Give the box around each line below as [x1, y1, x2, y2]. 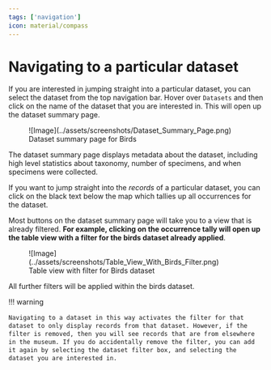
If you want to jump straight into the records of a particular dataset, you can [8, 183, 260, 193]
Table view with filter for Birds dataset [28, 266, 155, 275]
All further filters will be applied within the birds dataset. [8, 282, 195, 291]
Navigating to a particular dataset [8, 57, 239, 76]
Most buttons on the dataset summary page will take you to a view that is [8, 215, 252, 226]
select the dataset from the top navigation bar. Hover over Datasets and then [8, 93, 264, 103]
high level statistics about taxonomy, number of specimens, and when [8, 159, 241, 168]
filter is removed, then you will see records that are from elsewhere [8, 330, 255, 338]
